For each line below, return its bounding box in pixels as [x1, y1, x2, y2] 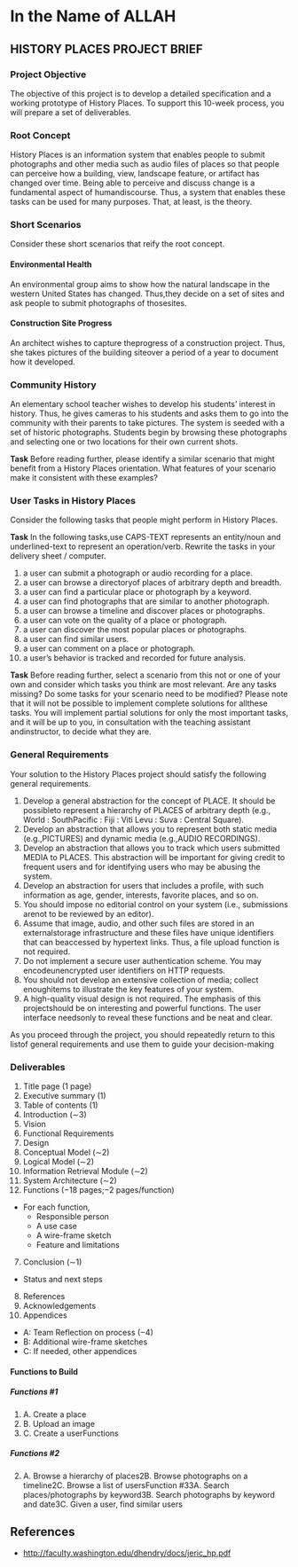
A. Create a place [22, 1408, 87, 1420]
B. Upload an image [22, 1418, 96, 1429]
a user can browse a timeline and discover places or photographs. [22, 606, 265, 616]
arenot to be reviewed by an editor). [22, 908, 154, 919]
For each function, [22, 1202, 90, 1212]
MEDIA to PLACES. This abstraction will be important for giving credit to [22, 851, 286, 862]
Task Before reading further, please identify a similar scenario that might [10, 454, 276, 465]
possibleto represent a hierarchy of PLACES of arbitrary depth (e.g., [22, 804, 271, 815]
